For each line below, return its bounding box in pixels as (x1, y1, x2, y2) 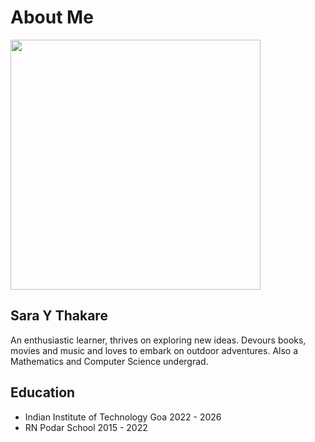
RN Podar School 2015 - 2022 (24, 421, 148, 433)
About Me (10, 6, 94, 29)
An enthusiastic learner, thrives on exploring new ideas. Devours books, (10, 334, 307, 346)
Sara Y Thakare (10, 307, 108, 325)
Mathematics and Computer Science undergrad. (10, 355, 209, 367)
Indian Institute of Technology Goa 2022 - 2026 (24, 411, 222, 423)
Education (10, 384, 76, 401)
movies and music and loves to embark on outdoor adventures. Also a (10, 344, 299, 356)
